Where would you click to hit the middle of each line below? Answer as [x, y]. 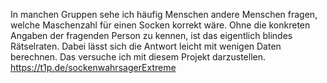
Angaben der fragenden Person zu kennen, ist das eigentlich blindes [151, 35]
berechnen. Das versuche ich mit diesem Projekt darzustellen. [138, 57]
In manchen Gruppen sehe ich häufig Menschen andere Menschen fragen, [164, 14]
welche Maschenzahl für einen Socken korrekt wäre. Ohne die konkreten [160, 25]
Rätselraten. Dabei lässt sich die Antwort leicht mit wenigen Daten [146, 46]
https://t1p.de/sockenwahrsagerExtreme [93, 67]
